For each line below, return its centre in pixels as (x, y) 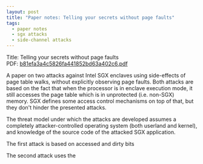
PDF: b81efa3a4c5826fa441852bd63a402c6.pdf (67, 64)
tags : (13, 23)
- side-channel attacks (42, 40)
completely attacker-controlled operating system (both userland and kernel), (102, 126)
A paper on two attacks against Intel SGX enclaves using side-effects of (96, 75)
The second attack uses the (41, 156)
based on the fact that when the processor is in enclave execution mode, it (99, 88)
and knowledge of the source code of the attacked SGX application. (91, 132)
